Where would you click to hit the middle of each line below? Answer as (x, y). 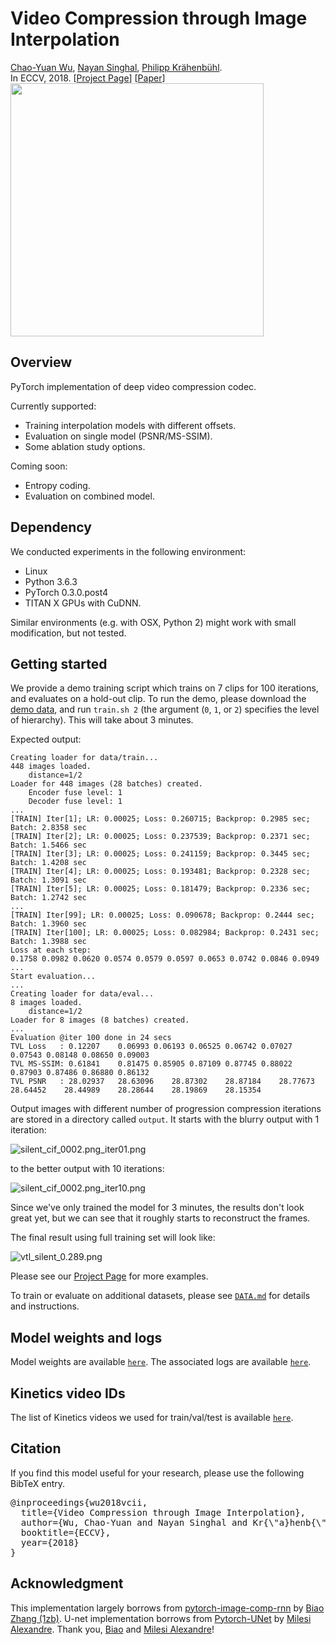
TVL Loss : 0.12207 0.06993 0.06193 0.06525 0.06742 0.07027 (151, 1047)
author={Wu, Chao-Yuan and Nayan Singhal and (134, 1522)
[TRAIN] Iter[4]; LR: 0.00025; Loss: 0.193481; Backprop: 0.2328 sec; (160, 872)
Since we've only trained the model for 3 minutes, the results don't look (157, 1208)
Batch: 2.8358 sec (48, 828)
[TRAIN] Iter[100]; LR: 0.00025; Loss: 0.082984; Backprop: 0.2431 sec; (165, 933)
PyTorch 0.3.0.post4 (66, 592)
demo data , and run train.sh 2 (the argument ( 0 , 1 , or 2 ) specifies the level (165, 709)
